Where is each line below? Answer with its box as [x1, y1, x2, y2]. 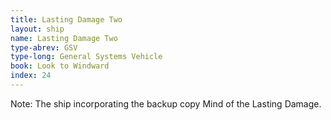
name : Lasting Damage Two [10, 33, 118, 43]
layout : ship [10, 24, 65, 34]
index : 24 [10, 71, 52, 81]
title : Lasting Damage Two [10, 14, 123, 25]
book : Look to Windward [10, 61, 110, 71]
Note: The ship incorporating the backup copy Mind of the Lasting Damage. [10, 97, 322, 110]
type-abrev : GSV [10, 42, 78, 53]
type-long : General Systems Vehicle [10, 52, 163, 62]
